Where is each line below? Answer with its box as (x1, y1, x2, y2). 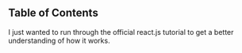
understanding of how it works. (8, 36, 110, 45)
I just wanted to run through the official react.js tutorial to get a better (8, 27, 234, 36)
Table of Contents (8, 6, 99, 20)
